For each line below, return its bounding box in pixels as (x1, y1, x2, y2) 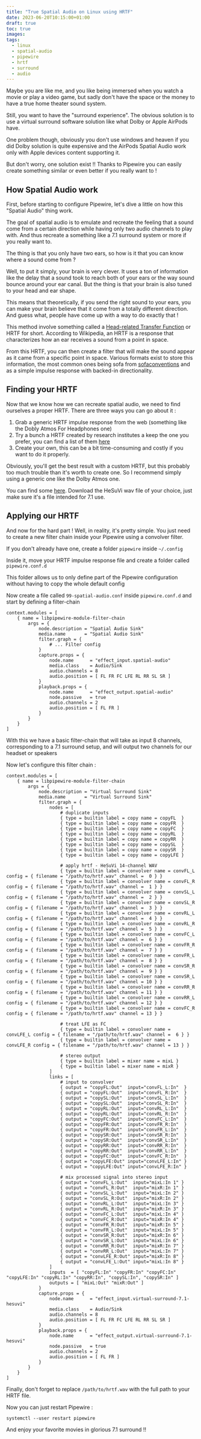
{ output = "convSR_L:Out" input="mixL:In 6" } (60, 1237, 185, 1243)
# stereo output (60, 1053, 101, 1059)
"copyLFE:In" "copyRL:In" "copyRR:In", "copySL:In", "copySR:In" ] (6, 1274, 179, 1280)
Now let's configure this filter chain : (6, 761, 96, 768)
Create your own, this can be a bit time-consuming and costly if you (14, 444, 184, 451)
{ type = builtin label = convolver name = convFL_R (60, 878, 196, 884)
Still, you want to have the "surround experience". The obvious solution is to (6, 112, 194, 119)
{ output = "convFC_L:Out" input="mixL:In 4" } (60, 1211, 185, 1217)
